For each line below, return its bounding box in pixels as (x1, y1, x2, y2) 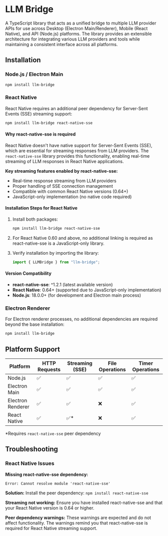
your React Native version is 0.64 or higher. (5, 504, 94, 511)
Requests (37, 366, 61, 373)
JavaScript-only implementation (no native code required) (12, 194, 132, 200)
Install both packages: (12, 216, 58, 222)
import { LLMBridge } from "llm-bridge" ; (12, 259, 100, 265)
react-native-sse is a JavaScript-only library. (12, 240, 105, 246)
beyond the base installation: (5, 321, 65, 327)
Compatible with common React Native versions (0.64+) (12, 188, 128, 194)
